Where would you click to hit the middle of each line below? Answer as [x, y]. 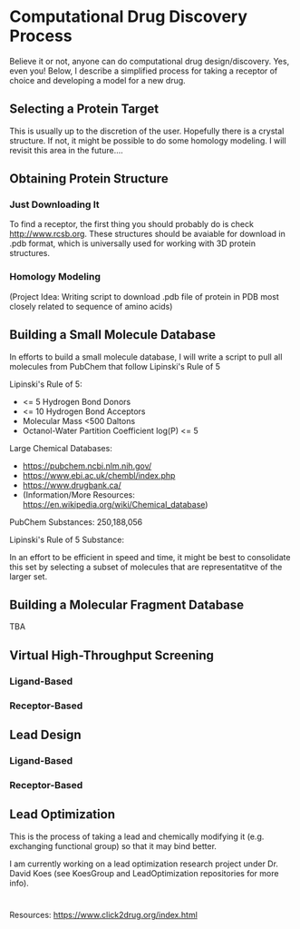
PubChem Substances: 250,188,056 [76, 522]
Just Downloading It [54, 204]
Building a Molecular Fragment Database [127, 604]
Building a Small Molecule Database [112, 335]
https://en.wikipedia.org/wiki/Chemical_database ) [115, 504]
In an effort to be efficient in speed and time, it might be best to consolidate [150, 557]
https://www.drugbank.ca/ [72, 485]
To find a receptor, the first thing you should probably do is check [131, 224]
